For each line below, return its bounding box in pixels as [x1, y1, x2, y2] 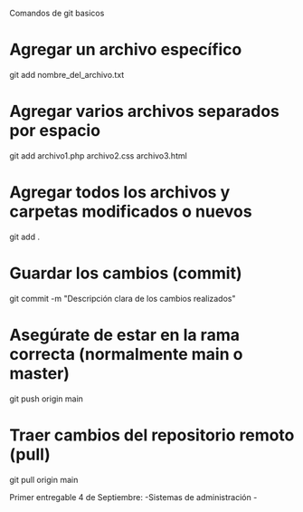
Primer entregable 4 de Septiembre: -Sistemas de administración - [9, 491, 258, 502]
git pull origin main [9, 474, 79, 485]
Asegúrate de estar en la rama [9, 324, 240, 345]
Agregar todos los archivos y [9, 182, 231, 203]
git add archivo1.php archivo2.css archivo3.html [9, 150, 187, 161]
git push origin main [9, 393, 84, 404]
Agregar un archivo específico [9, 40, 242, 60]
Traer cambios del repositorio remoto [9, 425, 295, 445]
